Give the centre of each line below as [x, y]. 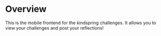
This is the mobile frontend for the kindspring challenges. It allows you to [81, 23]
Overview [26, 9]
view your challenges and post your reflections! [55, 28]
